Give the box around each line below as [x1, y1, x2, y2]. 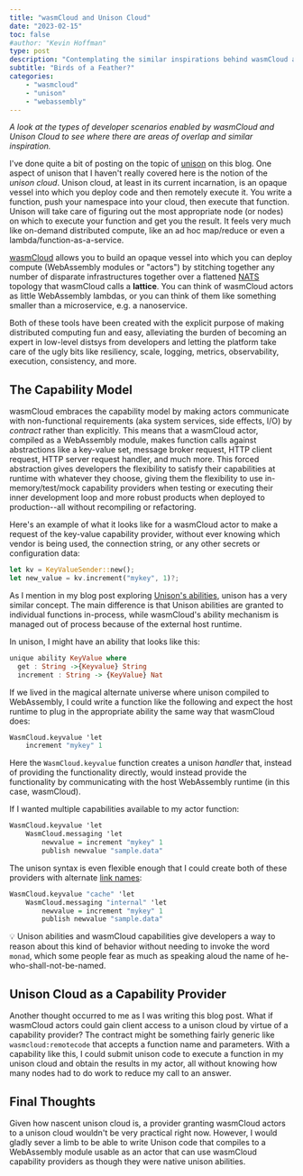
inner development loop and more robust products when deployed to [9, 492, 266, 503]
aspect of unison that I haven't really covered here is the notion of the [9, 168, 269, 178]
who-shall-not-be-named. [9, 961, 106, 971]
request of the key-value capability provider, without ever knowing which [9, 529, 280, 540]
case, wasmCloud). [9, 786, 81, 798]
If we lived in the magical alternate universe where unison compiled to [9, 687, 270, 697]
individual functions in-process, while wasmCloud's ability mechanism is [9, 609, 280, 620]
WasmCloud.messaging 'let [25, 830, 124, 839]
